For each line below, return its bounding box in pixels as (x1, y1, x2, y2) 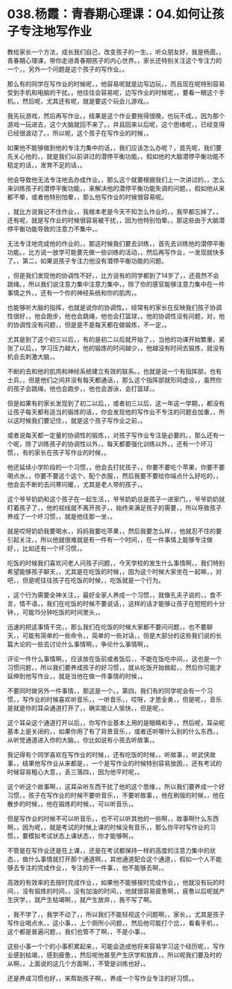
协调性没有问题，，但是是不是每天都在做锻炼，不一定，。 (12, 320, 171, 329)
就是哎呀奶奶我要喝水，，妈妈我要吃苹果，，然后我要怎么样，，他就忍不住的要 (7, 526, 222, 535)
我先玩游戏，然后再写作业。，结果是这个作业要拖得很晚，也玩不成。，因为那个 (7, 111, 225, 119)
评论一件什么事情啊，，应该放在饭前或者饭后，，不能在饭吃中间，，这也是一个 (7, 654, 222, 663)
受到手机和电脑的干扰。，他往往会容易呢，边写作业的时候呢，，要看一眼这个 (7, 88, 219, 97)
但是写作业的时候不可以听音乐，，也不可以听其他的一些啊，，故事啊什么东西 (7, 814, 219, 823)
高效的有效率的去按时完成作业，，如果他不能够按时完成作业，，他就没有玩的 (7, 878, 219, 886)
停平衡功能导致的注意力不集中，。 (7, 224, 101, 233)
